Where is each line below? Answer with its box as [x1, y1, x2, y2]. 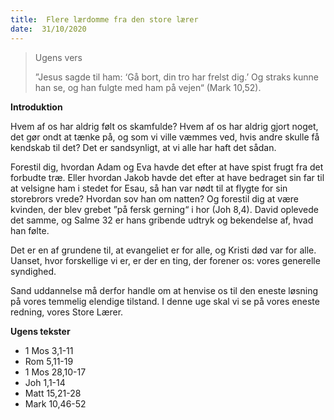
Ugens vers [34, 51, 83, 63]
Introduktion [10, 101, 63, 113]
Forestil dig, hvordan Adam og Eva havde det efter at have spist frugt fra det [10, 161, 324, 173]
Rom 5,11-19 [24, 355, 74, 367]
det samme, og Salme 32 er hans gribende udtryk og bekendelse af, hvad [10, 214, 314, 226]
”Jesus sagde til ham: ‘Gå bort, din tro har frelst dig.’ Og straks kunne [34, 71, 319, 83]
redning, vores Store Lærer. [10, 306, 124, 318]
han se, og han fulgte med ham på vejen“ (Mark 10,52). [34, 81, 262, 93]
